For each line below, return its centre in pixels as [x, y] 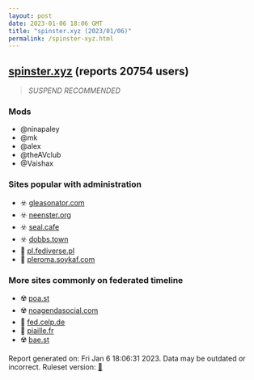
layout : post [30, 16]
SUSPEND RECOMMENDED [74, 91]
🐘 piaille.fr [37, 330]
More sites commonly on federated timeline [96, 280]
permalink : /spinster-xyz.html [61, 38]
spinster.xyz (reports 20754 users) [99, 71]
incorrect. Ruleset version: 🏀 [55, 367]
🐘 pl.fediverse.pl [47, 251]
